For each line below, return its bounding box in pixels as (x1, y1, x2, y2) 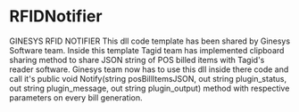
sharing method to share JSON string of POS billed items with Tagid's (9, 54, 265, 65)
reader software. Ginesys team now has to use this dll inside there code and (9, 64, 289, 75)
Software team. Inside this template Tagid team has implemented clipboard (9, 44, 285, 55)
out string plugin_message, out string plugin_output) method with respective (9, 83, 290, 93)
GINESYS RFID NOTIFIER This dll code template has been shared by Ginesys (9, 36, 291, 46)
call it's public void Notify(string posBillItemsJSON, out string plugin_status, (9, 73, 287, 84)
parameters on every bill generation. (9, 92, 143, 103)
